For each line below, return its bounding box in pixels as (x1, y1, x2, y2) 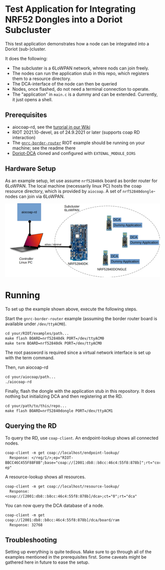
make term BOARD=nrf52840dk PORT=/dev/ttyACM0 (5, 341, 102, 346)
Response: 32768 (9, 522, 43, 528)
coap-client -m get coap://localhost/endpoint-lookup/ (5, 450, 120, 455)
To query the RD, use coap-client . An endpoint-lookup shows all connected (5, 435, 159, 441)
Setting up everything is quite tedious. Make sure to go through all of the (5, 549, 152, 555)
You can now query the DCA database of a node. (5, 502, 104, 508)
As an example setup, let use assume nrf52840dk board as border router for (5, 178, 158, 184)
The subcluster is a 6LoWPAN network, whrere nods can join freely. (12, 65, 149, 71)
